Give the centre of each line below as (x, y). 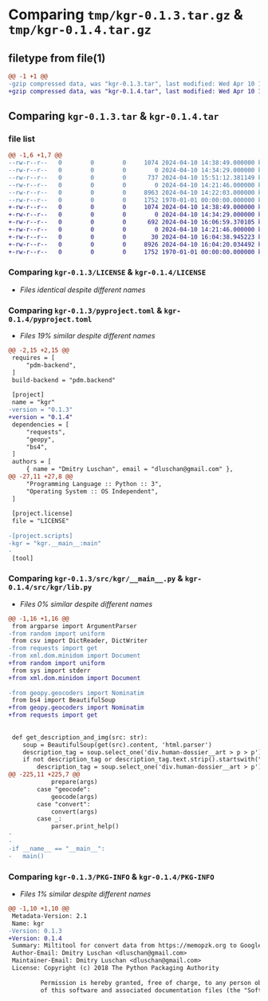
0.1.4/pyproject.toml (50, 319)
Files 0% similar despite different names (86, 603)
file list (22, 139)
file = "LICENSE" (40, 521)
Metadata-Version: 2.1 (49, 916)
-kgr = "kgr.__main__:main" (55, 543)
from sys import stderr (51, 671)
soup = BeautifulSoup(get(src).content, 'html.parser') (118, 745)
